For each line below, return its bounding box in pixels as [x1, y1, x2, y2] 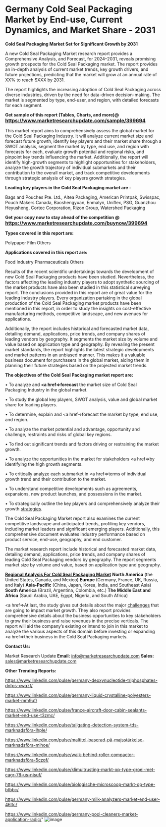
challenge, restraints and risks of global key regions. [5, 431, 112, 437]
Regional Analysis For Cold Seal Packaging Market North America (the [5, 571, 153, 577]
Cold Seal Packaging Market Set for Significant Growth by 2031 [5, 41, 138, 47]
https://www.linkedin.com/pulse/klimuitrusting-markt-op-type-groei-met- [5, 767, 155, 772]
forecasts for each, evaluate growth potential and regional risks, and [5, 149, 145, 155]
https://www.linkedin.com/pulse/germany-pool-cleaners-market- [5, 811, 138, 817]
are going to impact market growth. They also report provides [5, 607, 131, 613]
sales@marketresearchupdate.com [5, 658, 77, 664]
